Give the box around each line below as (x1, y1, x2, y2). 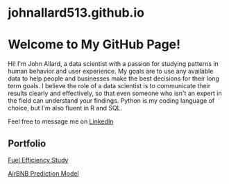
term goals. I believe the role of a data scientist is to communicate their (8, 82, 211, 90)
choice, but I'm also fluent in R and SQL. (8, 104, 123, 112)
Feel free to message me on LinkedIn (8, 117, 114, 126)
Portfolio (8, 137, 46, 149)
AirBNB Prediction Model (8, 169, 79, 178)
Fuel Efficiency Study (8, 156, 69, 164)
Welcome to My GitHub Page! (8, 37, 181, 53)
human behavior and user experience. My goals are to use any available (8, 67, 214, 76)
